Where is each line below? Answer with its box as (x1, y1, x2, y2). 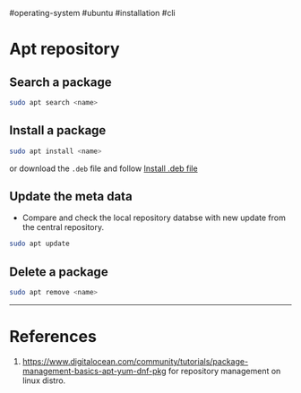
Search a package (9, 74, 112, 90)
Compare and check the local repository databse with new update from (21, 212, 287, 223)
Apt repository (9, 39, 120, 59)
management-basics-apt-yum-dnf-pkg (21, 365, 168, 376)
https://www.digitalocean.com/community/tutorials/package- (21, 355, 249, 366)
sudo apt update (9, 239, 70, 249)
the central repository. (21, 222, 105, 233)
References (9, 327, 97, 347)
